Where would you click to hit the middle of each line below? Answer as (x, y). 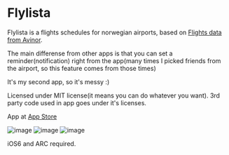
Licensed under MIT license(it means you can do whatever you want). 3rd (114, 95)
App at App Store (32, 116)
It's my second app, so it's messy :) (58, 81)
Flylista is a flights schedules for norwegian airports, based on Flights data (114, 32)
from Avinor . (25, 39)
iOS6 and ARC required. (42, 143)
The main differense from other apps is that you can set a (90, 53)
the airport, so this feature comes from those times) (82, 68)
